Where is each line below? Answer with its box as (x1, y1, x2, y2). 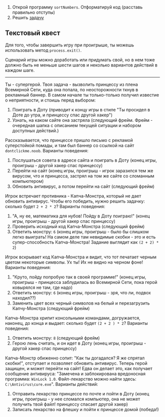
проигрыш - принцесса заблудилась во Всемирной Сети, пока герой (12, 279, 158, 285)
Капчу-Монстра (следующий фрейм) (12, 305, 90, 311)
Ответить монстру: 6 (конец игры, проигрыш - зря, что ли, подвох (12, 289, 151, 295)
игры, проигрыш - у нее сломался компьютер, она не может (12, 396, 140, 402)
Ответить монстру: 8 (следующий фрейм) (12, 335, 100, 341)
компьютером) (12, 178, 44, 184)
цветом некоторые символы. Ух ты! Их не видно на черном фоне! (5, 259, 143, 265)
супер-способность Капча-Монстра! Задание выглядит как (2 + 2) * (12, 239, 159, 245)
